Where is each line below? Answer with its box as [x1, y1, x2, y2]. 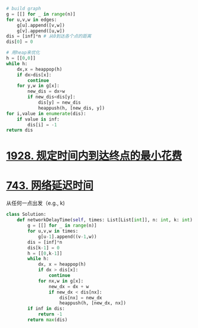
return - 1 [37, 311, 62, 317]
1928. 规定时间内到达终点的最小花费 [6, 149, 183, 163]
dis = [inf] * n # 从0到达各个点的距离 [6, 33, 92, 39]
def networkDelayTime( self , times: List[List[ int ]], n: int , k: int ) [17, 217, 193, 223]
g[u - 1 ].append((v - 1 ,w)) [37, 233, 97, 240]
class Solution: [6, 212, 46, 218]
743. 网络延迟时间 [6, 179, 94, 192]
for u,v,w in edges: [6, 17, 58, 23]
